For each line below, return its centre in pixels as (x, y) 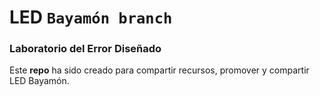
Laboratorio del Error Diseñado (85, 49)
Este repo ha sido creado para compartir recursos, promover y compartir (159, 70)
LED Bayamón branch (91, 17)
